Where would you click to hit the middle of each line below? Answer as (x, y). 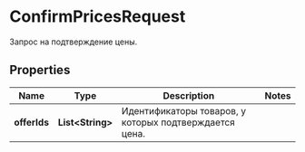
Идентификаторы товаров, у (184, 110)
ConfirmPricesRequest (98, 17)
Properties (40, 70)
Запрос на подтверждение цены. (74, 42)
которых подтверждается (178, 122)
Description (189, 95)
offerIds (32, 122)
